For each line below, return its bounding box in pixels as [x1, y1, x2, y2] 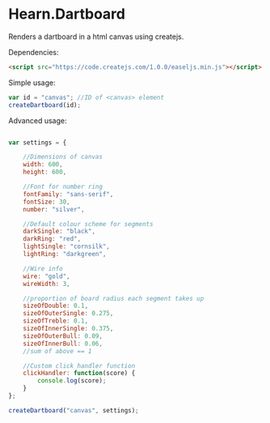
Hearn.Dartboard [8, 5, 125, 23]
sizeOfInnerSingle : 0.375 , [23, 325, 114, 333]
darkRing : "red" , [23, 235, 82, 243]
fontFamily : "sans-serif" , [23, 190, 114, 199]
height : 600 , [23, 168, 67, 177]
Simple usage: [8, 78, 57, 88]
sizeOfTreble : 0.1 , [23, 317, 89, 325]
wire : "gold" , [23, 272, 70, 280]
